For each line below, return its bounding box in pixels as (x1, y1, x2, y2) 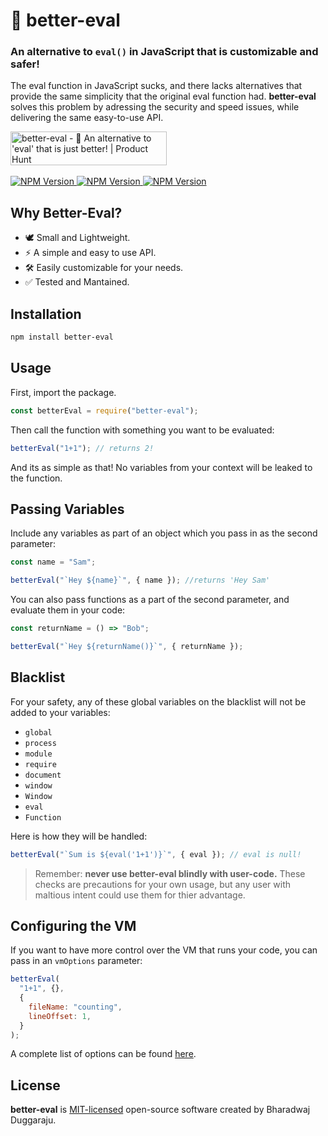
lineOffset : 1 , (28, 1011, 92, 1021)
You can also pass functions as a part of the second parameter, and (10, 594, 290, 606)
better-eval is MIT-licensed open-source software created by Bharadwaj (10, 1104, 311, 1116)
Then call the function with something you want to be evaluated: (10, 424, 275, 436)
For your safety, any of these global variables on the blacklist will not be (10, 695, 307, 708)
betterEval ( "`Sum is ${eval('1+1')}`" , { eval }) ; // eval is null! (10, 849, 302, 859)
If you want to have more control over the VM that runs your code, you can (10, 944, 318, 956)
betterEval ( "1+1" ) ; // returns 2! (10, 443, 155, 453)
